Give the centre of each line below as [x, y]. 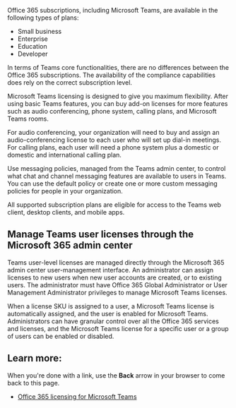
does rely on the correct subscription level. [70, 83]
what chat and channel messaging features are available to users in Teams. [117, 176]
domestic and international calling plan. [65, 155]
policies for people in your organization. [65, 191]
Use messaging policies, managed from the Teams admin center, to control [117, 168]
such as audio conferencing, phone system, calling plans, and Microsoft [112, 111]
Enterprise [33, 39]
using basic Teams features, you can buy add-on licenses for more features [118, 104]
